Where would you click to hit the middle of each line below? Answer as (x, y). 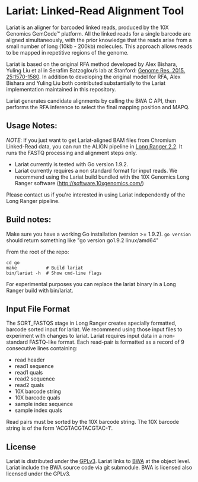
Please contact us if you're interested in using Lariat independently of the (96, 195)
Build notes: (29, 220)
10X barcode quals (37, 398)
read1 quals (29, 373)
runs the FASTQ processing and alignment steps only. (72, 153)
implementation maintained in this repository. (61, 89)
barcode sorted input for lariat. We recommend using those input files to (94, 329)
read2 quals (29, 385)
